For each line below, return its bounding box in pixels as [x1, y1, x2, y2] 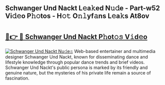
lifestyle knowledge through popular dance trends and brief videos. [5, 59, 145, 65]
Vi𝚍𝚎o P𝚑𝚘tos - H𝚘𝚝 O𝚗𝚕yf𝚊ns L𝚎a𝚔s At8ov [5, 12, 149, 20]
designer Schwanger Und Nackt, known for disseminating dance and [5, 54, 148, 59]
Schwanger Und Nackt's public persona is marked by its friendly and [5, 64, 148, 70]
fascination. [5, 75, 30, 81]
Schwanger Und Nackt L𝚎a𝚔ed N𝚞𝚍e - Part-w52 [5, 4, 160, 12]
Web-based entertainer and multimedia [74, 48, 156, 54]
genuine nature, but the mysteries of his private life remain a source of [5, 70, 151, 75]
